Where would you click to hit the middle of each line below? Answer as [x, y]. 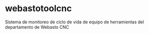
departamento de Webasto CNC [37, 27]
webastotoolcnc [38, 8]
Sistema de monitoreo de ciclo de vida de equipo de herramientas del [74, 22]
